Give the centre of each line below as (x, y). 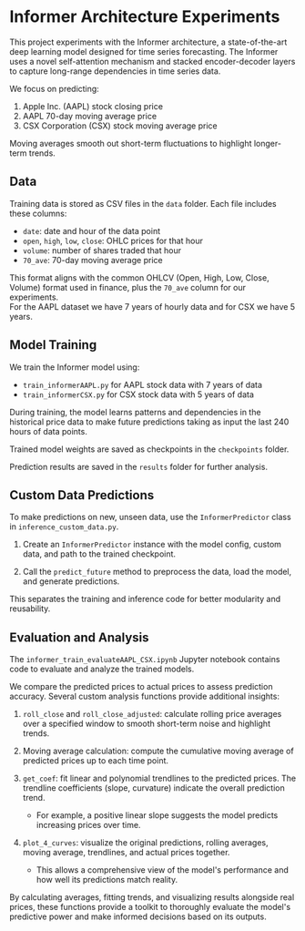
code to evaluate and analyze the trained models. (102, 669)
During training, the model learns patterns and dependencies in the (135, 412)
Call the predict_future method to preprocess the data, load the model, (157, 572)
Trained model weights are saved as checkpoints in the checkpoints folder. (149, 449)
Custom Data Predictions (82, 495)
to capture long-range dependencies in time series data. (115, 71)
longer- (268, 143)
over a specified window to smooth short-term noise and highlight (147, 724)
